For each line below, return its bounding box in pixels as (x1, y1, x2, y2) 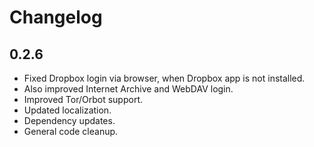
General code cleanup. (23, 126, 119, 137)
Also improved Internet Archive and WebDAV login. (23, 83, 234, 95)
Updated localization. (23, 104, 112, 116)
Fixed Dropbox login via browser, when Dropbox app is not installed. (23, 72, 306, 84)
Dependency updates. (23, 115, 116, 126)
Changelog (9, 6, 103, 29)
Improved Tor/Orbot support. (23, 94, 143, 105)
